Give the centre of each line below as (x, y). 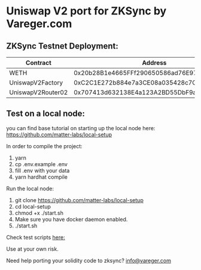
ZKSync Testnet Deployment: (62, 46)
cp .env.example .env (41, 164)
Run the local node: (30, 188)
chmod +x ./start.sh (39, 213)
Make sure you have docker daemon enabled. (71, 219)
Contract (39, 63)
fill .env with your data (42, 170)
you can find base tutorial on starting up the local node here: (81, 128)
